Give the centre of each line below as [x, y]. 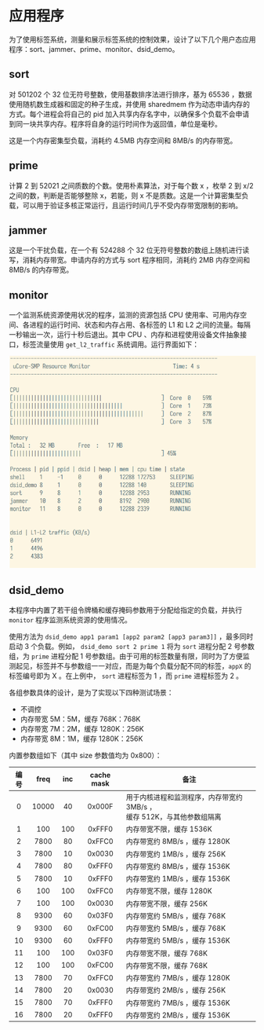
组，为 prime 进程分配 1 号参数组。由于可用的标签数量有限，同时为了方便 [126, 656]
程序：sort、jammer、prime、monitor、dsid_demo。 [94, 49]
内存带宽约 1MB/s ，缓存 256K [176, 854]
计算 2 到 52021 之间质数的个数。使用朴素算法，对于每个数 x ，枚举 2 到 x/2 [131, 185]
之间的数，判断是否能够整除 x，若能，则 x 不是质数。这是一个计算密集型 [125, 195]
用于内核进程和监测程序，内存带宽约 [184, 797]
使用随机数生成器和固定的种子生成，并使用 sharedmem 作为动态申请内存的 [129, 104]
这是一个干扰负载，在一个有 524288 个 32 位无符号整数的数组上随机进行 [126, 250]
